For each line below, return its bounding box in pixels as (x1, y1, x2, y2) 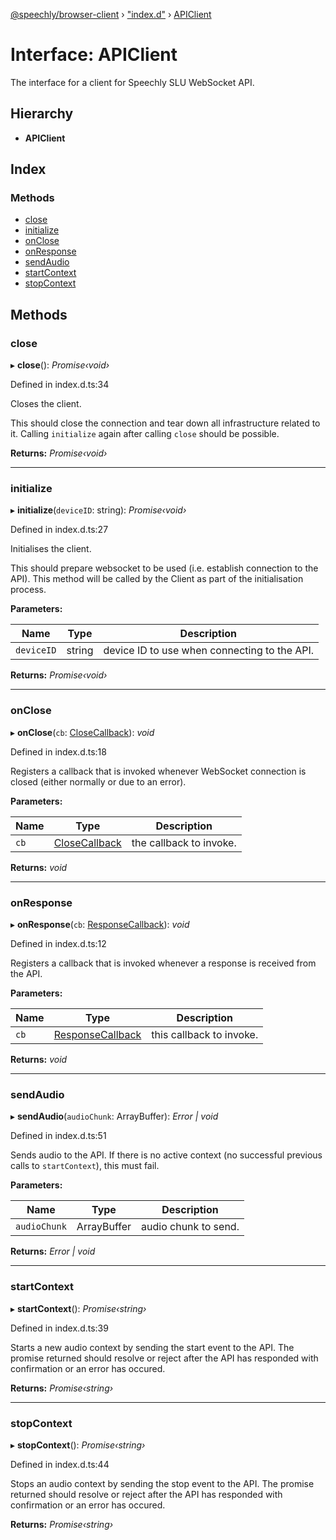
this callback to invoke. (151, 1028, 259, 1042)
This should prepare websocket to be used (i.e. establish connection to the (10, 562, 319, 574)
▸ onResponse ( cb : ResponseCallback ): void (10, 919, 190, 931)
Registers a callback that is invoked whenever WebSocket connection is (10, 765, 307, 777)
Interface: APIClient (10, 44, 178, 66)
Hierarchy (10, 105, 74, 123)
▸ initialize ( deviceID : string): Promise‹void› (10, 504, 187, 516)
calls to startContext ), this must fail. (10, 1160, 160, 1172)
